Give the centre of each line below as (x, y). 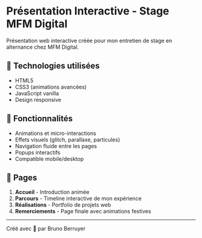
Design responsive (38, 99)
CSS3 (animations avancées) (51, 87)
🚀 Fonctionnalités (40, 119)
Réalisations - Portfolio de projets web (63, 205)
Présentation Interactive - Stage (88, 11)
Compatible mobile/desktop (49, 158)
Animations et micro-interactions (55, 133)
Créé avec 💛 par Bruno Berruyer (46, 229)
